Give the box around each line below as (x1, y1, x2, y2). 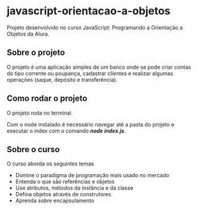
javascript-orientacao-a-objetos (7, 4, 171, 18)
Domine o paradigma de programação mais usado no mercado (15, 172, 170, 179)
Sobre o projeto (7, 48, 65, 58)
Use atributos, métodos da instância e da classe (15, 184, 133, 192)
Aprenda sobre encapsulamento (15, 197, 95, 204)
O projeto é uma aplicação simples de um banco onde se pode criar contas (7, 63, 191, 70)
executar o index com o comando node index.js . (7, 127, 126, 134)
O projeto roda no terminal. (7, 109, 73, 116)
